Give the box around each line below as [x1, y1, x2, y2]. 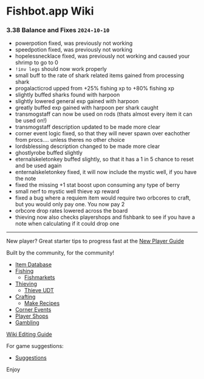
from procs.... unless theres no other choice [15, 136, 125, 144]
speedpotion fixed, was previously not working [15, 46, 132, 53]
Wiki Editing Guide [6, 330, 53, 338]
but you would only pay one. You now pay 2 [15, 201, 125, 208]
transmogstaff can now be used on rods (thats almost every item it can [15, 110, 192, 118]
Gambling [15, 319, 39, 326]
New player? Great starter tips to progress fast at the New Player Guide [6, 238, 184, 245]
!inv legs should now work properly [15, 65, 107, 73]
